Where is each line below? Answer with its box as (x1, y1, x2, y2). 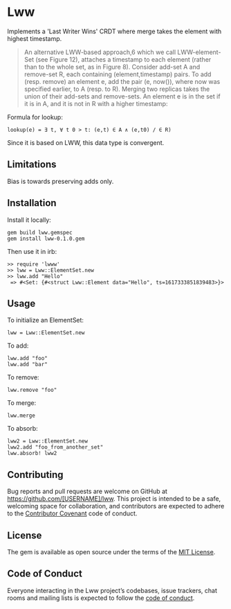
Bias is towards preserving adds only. (7, 177, 114, 185)
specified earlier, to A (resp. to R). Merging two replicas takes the (24, 85, 210, 93)
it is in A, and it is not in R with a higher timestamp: (24, 99, 168, 108)
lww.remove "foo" (7, 386, 57, 394)
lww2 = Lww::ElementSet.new (7, 438, 89, 445)
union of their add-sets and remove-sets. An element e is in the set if (24, 92, 221, 101)
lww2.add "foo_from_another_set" (7, 444, 104, 451)
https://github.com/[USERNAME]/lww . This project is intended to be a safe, (7, 495, 221, 503)
